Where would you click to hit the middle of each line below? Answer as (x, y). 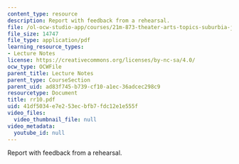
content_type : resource (43, 14)
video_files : (27, 113)
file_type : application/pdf (49, 40)
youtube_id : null (39, 133)
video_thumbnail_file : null (55, 119)
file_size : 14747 (33, 34)
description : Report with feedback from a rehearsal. (89, 21)
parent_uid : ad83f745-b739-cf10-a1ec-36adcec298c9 (84, 87)
